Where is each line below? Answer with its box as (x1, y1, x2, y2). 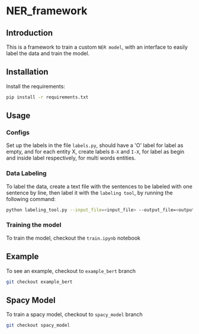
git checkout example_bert (6, 279, 73, 285)
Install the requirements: (6, 82, 65, 90)
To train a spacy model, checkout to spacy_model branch (6, 311, 143, 318)
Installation (6, 67, 49, 77)
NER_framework (6, 4, 88, 18)
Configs (6, 129, 30, 136)
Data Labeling (6, 169, 47, 177)
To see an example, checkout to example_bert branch (6, 267, 136, 274)
